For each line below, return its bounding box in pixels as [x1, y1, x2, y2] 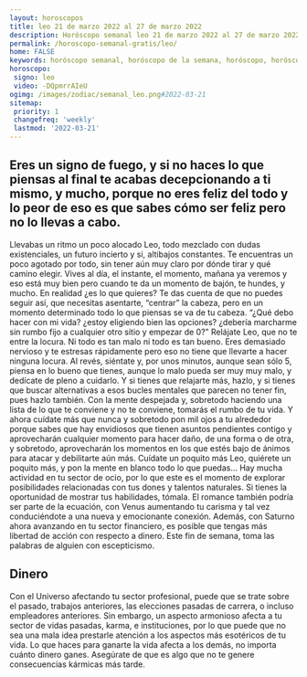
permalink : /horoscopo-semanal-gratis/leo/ [9, 38, 178, 48]
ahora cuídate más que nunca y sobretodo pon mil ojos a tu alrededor [9, 413, 272, 425]
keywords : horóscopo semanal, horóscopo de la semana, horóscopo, [9, 56, 268, 65]
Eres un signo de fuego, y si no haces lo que [9, 157, 265, 174]
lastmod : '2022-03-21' [13, 124, 101, 133]
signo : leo [13, 73, 55, 82]
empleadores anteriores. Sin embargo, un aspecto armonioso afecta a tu [9, 609, 283, 621]
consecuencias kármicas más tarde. [9, 659, 146, 670]
